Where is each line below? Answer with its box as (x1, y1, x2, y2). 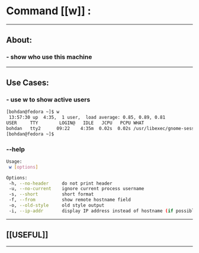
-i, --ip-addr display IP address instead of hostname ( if (8, 208, 174, 214)
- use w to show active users (6, 95, 91, 103)
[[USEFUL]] (6, 230, 49, 240)
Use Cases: (6, 78, 49, 88)
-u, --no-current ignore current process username (8, 186, 145, 192)
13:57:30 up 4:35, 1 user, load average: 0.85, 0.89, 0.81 (8, 115, 166, 121)
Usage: (6, 159, 23, 165)
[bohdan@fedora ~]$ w (6, 109, 60, 115)
